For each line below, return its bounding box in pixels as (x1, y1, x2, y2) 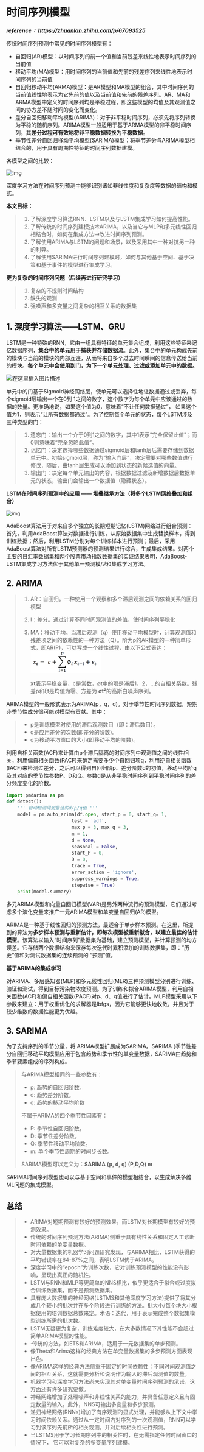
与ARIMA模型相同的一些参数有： (21, 1071, 103, 1078)
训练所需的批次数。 (35, 1317, 84, 1325)
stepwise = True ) (71, 882, 115, 888)
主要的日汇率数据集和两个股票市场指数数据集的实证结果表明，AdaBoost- (6, 552, 188, 560)
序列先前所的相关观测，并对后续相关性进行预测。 (46, 1423, 169, 1431)
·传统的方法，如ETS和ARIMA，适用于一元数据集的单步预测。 (30, 1340, 182, 1347)
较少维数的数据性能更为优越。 (6, 1007, 81, 1015)
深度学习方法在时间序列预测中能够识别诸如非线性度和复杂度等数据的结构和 (6, 181, 192, 189)
